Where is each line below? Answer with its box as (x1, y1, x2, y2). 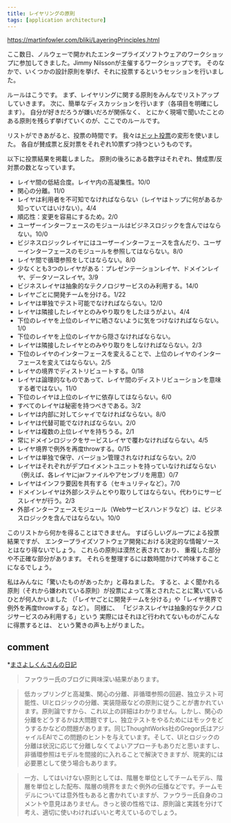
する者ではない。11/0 (17, 384, 77, 392)
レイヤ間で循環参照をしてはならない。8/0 (17, 255, 136, 263)
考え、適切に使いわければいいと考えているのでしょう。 (23, 808, 181, 817)
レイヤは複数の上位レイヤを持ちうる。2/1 (17, 427, 134, 436)
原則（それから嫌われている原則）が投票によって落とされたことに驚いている (7, 586, 224, 595)
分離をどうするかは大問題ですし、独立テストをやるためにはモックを (23, 716, 218, 724)
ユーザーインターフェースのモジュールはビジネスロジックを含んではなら (17, 221, 222, 229)
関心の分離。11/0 (17, 186, 66, 194)
